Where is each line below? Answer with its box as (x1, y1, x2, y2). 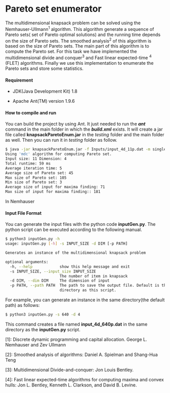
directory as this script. (59, 288, 116, 293)
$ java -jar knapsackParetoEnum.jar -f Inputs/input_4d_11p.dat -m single (5, 147, 166, 152)
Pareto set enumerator (5, 3, 102, 15)
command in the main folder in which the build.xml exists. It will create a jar (5, 126, 163, 132)
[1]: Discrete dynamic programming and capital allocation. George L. (5, 336, 147, 342)
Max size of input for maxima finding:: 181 (5, 189, 101, 194)
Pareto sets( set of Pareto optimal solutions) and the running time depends (5, 31, 161, 37)
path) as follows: (5, 302, 40, 308)
